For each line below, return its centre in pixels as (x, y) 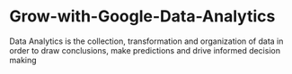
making (23, 60)
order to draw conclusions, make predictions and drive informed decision (145, 50)
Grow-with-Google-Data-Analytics (142, 16)
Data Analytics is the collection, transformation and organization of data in (146, 41)
